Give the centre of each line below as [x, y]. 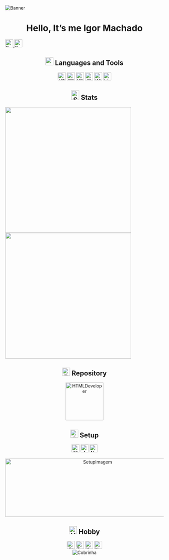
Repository [89, 373]
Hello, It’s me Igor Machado [84, 28]
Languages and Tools [89, 63]
